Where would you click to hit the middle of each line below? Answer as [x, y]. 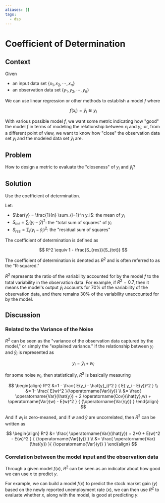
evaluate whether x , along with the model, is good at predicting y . [72, 495]
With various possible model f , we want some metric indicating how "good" [82, 121]
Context [18, 62]
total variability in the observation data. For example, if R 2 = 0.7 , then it [77, 282]
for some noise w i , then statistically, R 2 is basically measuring [68, 375]
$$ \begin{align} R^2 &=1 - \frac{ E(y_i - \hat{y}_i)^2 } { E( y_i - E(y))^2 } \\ [83, 386]
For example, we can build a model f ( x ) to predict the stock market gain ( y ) [81, 483]
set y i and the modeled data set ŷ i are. [44, 139]
